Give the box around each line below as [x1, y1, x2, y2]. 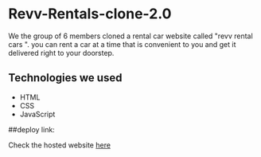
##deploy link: [8, 124, 56, 134]
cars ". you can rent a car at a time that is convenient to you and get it [8, 39, 236, 49]
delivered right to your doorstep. [8, 48, 115, 57]
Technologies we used [8, 71, 123, 84]
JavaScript [19, 109, 56, 119]
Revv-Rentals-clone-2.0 [8, 5, 172, 23]
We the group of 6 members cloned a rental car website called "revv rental [8, 31, 253, 41]
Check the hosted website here [8, 140, 111, 150]
